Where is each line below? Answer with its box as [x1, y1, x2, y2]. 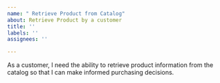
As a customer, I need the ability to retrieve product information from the [7, 61, 214, 69]
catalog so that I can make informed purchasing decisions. [7, 68, 174, 77]
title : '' [7, 23, 36, 30]
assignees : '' [7, 36, 48, 43]
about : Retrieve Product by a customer [7, 17, 122, 24]
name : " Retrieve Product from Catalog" [7, 10, 126, 17]
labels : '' [7, 29, 39, 37]
